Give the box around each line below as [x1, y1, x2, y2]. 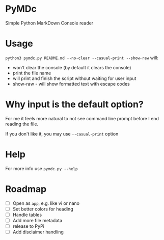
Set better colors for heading [12, 206, 73, 212]
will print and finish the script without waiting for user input [12, 75, 136, 82]
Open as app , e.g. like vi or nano [12, 200, 80, 206]
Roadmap [5, 183, 47, 195]
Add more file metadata [12, 217, 63, 223]
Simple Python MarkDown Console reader [5, 20, 94, 26]
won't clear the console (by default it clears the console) [12, 64, 131, 70]
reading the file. [5, 121, 39, 127]
